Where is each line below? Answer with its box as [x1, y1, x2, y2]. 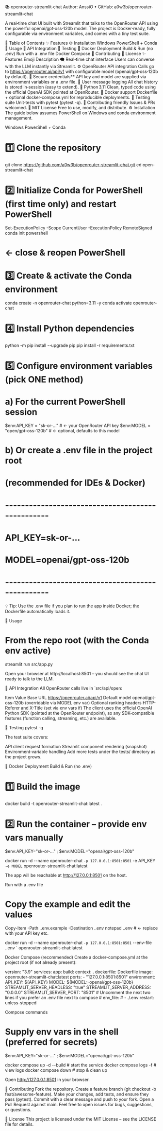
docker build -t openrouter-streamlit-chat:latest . [5, 801, 102, 806]
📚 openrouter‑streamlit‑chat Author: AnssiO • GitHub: [5, 4, 113, 10]
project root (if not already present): [5, 959, 77, 965]
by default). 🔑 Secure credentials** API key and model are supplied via [5, 74, 147, 79]
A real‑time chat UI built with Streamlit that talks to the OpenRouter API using [5, 20, 158, 26]
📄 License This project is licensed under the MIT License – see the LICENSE [5, 1116, 157, 1122]
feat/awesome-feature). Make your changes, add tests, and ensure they [5, 1091, 149, 1097]
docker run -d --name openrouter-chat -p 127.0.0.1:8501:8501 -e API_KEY [5, 857, 156, 863]
